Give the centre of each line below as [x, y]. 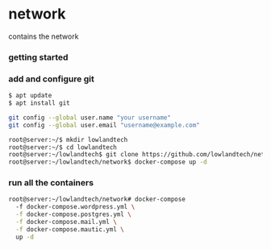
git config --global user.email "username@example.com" [104, 125]
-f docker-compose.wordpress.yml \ [75, 207]
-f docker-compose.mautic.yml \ [70, 229]
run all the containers [51, 183]
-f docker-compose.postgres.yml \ [73, 214]
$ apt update [30, 96]
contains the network [44, 36]
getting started [38, 57]
